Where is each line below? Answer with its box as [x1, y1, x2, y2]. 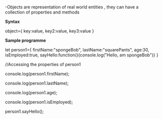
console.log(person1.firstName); [5, 71, 70, 77]
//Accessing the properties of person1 [5, 62, 81, 67]
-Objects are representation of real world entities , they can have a [5, 4, 139, 10]
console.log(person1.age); [5, 90, 58, 95]
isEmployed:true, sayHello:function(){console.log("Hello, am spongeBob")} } [5, 52, 159, 58]
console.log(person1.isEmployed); [5, 99, 73, 105]
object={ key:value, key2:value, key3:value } [5, 28, 94, 34]
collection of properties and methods [5, 9, 80, 15]
